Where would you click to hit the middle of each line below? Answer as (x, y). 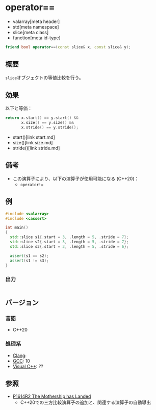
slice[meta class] (31, 32)
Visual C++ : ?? (28, 366)
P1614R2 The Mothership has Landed (52, 396)
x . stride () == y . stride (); (50, 127)
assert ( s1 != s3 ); (30, 261)
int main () (17, 228)
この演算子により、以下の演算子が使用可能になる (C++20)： (76, 178)
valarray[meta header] (36, 21)
